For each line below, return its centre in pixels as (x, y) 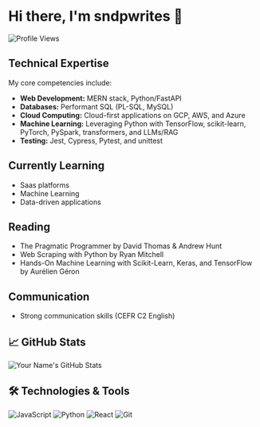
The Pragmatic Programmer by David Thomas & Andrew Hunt (121, 246)
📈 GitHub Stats (47, 342)
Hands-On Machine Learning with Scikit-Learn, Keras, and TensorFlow (136, 263)
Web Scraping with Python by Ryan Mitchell (92, 255)
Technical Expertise (59, 63)
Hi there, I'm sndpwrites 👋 (96, 16)
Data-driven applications (60, 202)
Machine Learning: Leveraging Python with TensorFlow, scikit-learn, (133, 124)
